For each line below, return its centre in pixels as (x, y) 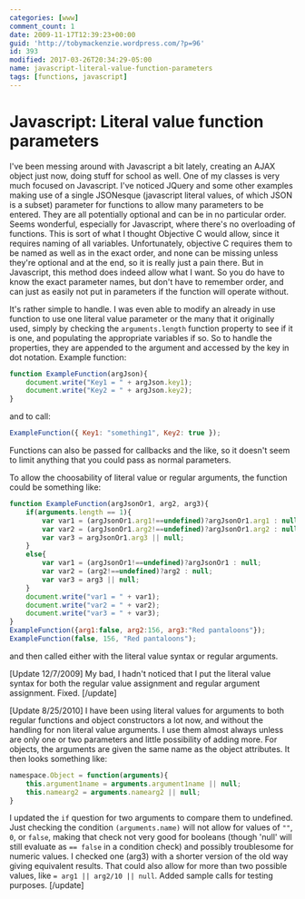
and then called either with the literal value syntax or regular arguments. (144, 656)
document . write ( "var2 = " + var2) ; (93, 605)
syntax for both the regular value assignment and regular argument (135, 683)
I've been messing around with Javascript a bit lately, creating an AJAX (143, 166)
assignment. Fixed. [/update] (63, 693)
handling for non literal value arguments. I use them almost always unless (147, 729)
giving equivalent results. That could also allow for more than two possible (148, 866)
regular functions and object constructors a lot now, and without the (136, 720)
